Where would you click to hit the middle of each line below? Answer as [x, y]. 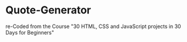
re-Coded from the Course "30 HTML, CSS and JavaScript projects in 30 [93, 26]
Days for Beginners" [30, 32]
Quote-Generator [48, 10]
